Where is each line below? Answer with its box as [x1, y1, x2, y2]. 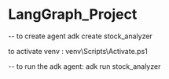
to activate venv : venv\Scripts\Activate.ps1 [8, 46, 148, 56]
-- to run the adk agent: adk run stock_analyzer [8, 61, 161, 71]
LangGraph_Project [8, 5, 138, 23]
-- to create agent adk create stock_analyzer [8, 31, 153, 41]
